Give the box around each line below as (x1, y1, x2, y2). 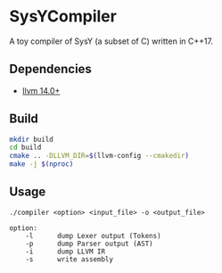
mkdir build (9, 135, 53, 144)
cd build (9, 143, 42, 153)
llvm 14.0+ (21, 85, 61, 95)
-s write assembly (25, 254, 114, 264)
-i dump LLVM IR (25, 247, 105, 256)
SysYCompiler (9, 6, 118, 27)
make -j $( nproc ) (9, 160, 74, 169)
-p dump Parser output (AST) (25, 239, 153, 248)
